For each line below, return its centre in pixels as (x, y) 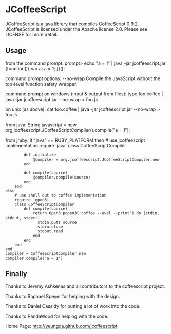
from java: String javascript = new (41, 125)
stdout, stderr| (23, 218)
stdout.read (50, 231)
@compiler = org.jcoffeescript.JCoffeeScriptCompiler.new (96, 159)
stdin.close (50, 227)
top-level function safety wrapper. (41, 84)
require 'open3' (32, 200)
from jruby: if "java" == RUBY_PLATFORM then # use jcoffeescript (75, 140)
